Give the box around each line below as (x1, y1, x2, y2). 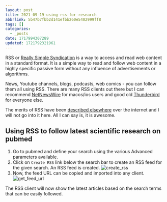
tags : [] (5, 21, 24, 27)
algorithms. (5, 71, 29, 77)
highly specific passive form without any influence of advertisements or (5, 65, 156, 71)
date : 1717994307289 (5, 36, 49, 41)
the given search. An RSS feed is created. (12, 164, 100, 170)
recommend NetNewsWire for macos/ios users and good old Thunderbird (5, 91, 160, 97)
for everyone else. (5, 97, 44, 103)
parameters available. (12, 154, 59, 160)
